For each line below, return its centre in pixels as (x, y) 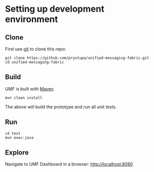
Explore (17, 153)
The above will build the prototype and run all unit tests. (61, 107)
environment (32, 19)
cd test (13, 133)
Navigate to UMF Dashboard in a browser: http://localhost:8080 (69, 164)
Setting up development (55, 9)
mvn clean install (24, 98)
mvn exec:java (19, 137)
